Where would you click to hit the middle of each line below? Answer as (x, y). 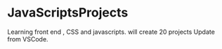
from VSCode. (28, 39)
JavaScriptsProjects (68, 13)
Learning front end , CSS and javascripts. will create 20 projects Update (111, 32)
